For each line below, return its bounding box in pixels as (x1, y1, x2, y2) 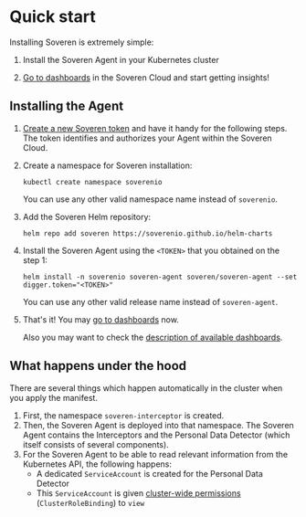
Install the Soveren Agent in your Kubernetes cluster (22, 54, 219, 65)
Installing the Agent (9, 99, 124, 114)
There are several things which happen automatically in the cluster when (9, 382, 283, 394)
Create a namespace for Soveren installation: (22, 160, 193, 171)
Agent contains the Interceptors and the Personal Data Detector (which (22, 429, 290, 440)
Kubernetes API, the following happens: (22, 459, 172, 470)
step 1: (22, 254, 48, 266)
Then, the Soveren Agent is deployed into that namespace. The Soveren (22, 419, 294, 430)
